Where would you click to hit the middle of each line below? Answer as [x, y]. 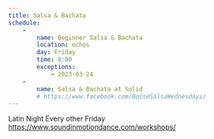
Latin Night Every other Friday [57, 118]
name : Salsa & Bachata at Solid [90, 89]
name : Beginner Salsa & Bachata [90, 38]
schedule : [24, 23]
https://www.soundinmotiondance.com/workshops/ [92, 127]
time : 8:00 [54, 60]
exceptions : [56, 67]
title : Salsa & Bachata [47, 15]
